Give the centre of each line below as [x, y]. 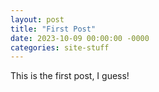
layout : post [37, 19]
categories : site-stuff [60, 47]
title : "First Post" [53, 29]
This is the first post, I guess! [70, 76]
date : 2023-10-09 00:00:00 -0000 [80, 38]
